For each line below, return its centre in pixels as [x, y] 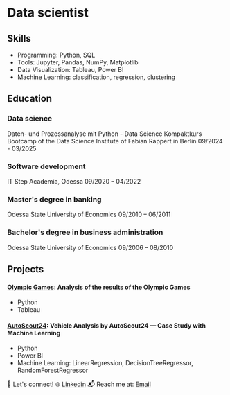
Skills [19, 38]
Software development [46, 166]
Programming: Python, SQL [56, 55]
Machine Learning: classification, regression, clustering [96, 77]
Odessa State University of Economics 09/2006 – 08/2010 [90, 247]
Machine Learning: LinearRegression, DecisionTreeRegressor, [105, 363]
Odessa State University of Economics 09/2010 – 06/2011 [89, 214]
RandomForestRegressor [53, 370]
